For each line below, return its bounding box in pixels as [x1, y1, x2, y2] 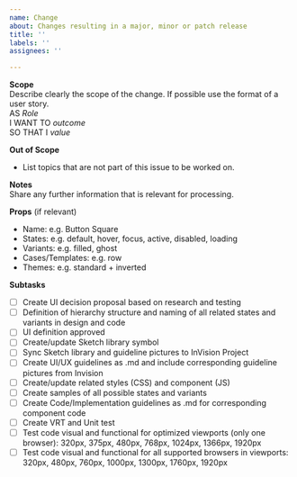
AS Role [9, 108, 39, 119]
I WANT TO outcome [9, 118, 86, 129]
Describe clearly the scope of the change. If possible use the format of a [9, 89, 279, 100]
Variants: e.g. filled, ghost [22, 243, 118, 254]
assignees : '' [9, 47, 63, 56]
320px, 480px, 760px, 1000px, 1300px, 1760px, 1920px [22, 456, 228, 468]
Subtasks [9, 280, 46, 291]
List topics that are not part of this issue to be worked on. [22, 162, 236, 173]
